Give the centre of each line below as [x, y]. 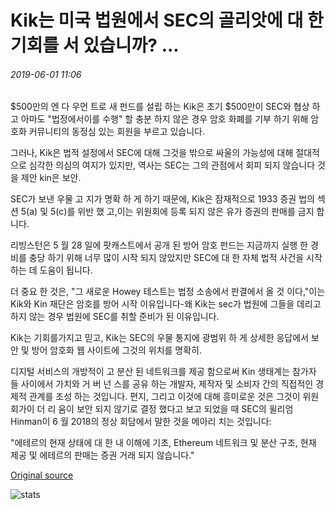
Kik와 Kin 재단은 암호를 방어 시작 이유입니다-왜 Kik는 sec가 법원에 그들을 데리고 [166, 304]
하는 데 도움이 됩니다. [51, 270]
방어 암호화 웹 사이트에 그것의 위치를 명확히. [117, 350]
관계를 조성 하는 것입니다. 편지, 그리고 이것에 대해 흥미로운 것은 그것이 [164, 397]
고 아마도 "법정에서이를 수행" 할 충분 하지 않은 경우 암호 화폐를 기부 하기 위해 [159, 119]
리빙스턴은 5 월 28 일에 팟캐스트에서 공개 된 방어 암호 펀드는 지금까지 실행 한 [159, 245]
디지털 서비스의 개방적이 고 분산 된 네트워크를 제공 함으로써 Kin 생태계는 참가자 [163, 372]
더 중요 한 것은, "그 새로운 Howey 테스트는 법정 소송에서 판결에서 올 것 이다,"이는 [168, 292]
